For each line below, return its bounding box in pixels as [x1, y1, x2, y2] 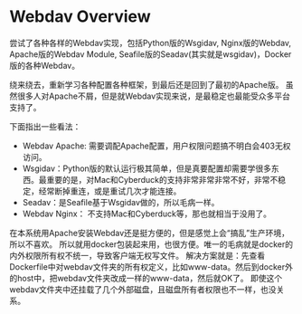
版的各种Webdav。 [9, 60, 80, 71]
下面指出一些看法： [9, 120, 81, 132]
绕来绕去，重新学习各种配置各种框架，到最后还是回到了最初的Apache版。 [9, 79, 284, 90]
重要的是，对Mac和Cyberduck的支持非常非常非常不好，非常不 [46, 174, 278, 185]
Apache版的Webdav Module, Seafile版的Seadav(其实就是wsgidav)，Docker [9, 48, 292, 60]
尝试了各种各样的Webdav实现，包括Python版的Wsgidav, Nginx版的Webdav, [9, 37, 292, 48]
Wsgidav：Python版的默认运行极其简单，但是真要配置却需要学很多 [22, 163, 272, 174]
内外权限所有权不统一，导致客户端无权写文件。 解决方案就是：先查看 [9, 250, 265, 261]
